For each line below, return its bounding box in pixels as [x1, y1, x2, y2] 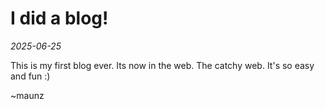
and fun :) [10, 70, 51, 82]
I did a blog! [10, 7, 109, 30]
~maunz [10, 89, 45, 101]
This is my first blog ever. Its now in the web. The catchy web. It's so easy [10, 59, 315, 71]
